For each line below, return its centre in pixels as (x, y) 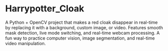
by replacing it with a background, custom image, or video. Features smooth (84, 27)
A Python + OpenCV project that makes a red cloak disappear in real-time (81, 22)
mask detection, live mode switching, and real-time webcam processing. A (82, 33)
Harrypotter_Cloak (45, 9)
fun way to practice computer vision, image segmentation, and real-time (80, 38)
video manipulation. (26, 43)
